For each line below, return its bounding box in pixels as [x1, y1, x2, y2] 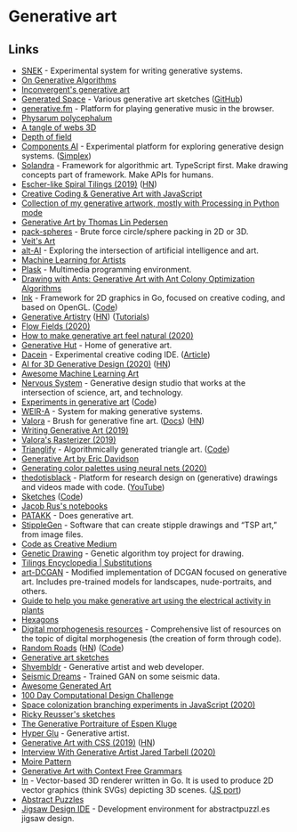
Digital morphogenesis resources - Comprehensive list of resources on [20, 624, 282, 634]
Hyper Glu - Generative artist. [20, 728, 130, 738]
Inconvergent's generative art [20, 85, 131, 94]
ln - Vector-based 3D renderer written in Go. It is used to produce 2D [20, 775, 274, 786]
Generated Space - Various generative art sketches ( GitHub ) [20, 94, 244, 104]
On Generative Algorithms [20, 75, 116, 86]
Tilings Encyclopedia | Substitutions [20, 558, 153, 567]
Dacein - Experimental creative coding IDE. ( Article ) [20, 349, 211, 360]
